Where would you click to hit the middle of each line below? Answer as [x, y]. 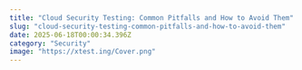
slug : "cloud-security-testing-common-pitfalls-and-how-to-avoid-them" [147, 26]
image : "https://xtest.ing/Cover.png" [83, 52]
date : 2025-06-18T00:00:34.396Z [70, 35]
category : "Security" [50, 43]
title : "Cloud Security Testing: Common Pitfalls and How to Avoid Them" [152, 18]
